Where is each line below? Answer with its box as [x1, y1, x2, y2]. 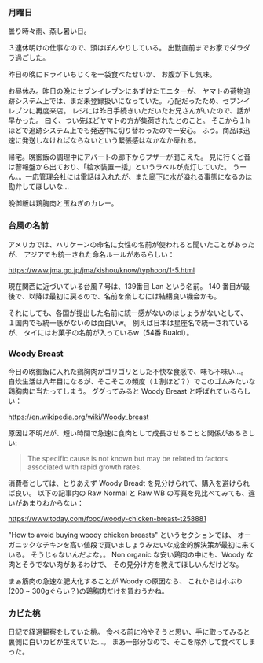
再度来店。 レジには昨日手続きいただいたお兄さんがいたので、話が [35, 106, 251, 116]
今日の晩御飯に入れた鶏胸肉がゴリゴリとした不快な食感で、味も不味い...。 [8, 366, 248, 376]
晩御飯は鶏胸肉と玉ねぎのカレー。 [8, 198, 119, 208]
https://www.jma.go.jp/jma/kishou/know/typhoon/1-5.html [8, 265, 195, 275]
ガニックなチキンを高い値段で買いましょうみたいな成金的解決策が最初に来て [8, 539, 256, 549]
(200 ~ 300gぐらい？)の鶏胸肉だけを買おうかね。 [8, 586, 169, 595]
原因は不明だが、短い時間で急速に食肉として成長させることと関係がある [8, 428, 242, 438]
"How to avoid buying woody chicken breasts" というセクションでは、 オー [8, 530, 251, 539]
